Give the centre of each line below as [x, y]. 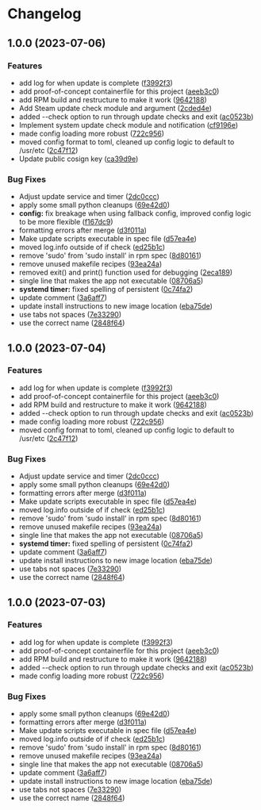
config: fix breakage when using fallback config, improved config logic [135, 213]
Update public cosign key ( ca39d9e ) [79, 159]
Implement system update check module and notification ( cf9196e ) [129, 125]
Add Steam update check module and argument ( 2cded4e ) [115, 108]
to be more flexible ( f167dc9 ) [66, 222]
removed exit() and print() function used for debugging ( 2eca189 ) [126, 273]
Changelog [44, 14]
